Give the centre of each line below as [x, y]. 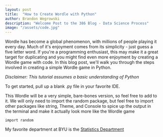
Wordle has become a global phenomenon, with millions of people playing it [81, 41]
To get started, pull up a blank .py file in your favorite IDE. [63, 86]
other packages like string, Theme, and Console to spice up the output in [78, 106]
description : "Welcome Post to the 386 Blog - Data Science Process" [77, 23]
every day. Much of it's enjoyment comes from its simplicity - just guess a [79, 47]
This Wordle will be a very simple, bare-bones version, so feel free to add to [81, 96]
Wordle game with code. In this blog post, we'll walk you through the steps [80, 62]
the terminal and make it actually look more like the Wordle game [70, 111]
